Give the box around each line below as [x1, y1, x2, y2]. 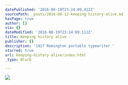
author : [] [5, 21, 27, 26]
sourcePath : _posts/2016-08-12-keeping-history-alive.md [5, 12, 124, 17]
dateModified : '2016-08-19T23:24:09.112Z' [5, 30, 93, 35]
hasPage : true [5, 16, 34, 21]
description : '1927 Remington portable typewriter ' [5, 43, 115, 48]
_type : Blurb [5, 57, 32, 62]
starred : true [5, 48, 34, 53]
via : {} [5, 25, 21, 30]
